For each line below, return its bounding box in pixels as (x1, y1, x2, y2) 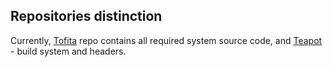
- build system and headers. (10, 45, 127, 57)
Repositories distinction (10, 8, 163, 25)
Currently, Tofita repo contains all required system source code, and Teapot (10, 34, 323, 46)
